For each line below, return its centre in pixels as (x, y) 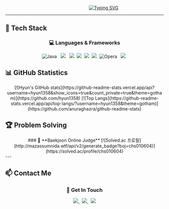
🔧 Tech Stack (26, 28)
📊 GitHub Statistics (36, 73)
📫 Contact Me (28, 173)
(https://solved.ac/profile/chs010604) (84, 151)
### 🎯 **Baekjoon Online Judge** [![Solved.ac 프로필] (84, 140)
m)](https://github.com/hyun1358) (45, 98)
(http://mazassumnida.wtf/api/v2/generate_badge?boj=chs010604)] (84, 146)
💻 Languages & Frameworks (84, 43)
